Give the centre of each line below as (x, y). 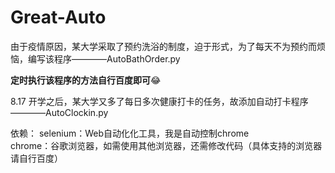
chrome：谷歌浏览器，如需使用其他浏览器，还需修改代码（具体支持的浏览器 (166, 145)
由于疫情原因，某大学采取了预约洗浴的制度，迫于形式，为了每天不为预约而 (163, 46)
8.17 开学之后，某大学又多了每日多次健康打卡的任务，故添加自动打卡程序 (159, 101)
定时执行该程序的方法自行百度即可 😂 (86, 80)
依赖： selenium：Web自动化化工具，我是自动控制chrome (130, 133)
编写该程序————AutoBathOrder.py (104, 58)
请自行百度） (36, 158)
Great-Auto (58, 17)
